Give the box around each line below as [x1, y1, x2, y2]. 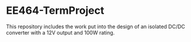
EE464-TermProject [6, 4, 105, 17]
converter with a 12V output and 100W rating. [6, 29, 115, 36]
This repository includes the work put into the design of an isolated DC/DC [6, 23, 186, 30]
